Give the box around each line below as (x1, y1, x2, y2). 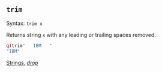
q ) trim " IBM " (6, 42, 52, 49)
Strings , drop (6, 59, 39, 66)
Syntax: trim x (6, 20, 43, 27)
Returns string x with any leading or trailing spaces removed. (6, 31, 156, 38)
